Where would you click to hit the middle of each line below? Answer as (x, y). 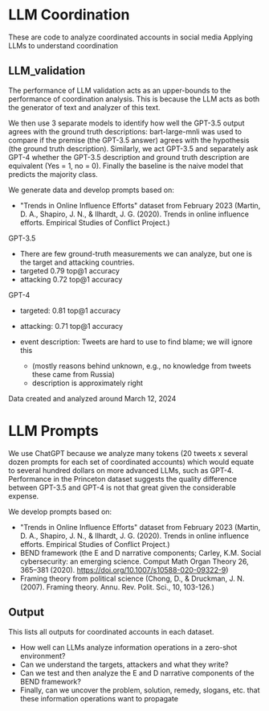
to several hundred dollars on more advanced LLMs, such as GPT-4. (121, 470)
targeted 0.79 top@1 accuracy (70, 270)
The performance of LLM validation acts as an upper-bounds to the (120, 90)
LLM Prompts (53, 431)
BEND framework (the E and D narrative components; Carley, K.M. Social (141, 553)
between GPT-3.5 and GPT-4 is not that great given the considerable (122, 487)
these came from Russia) (73, 374)
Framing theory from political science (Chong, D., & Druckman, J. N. (132, 578)
